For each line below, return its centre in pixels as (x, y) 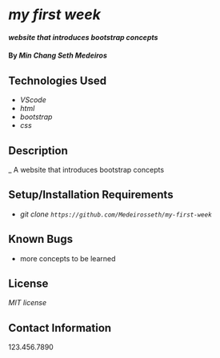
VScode (33, 100)
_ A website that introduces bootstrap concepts (86, 170)
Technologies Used (57, 80)
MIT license (27, 303)
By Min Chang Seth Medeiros (58, 56)
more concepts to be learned (68, 258)
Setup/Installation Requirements (91, 195)
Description (38, 151)
